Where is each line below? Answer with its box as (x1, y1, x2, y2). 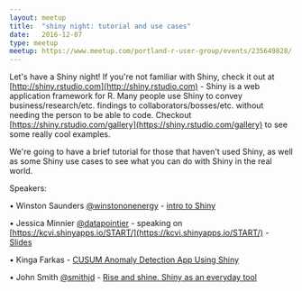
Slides (9, 237, 32, 248)
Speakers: (9, 183, 47, 194)
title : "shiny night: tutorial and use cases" (9, 22, 192, 31)
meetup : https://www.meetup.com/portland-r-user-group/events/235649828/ (9, 47, 293, 56)
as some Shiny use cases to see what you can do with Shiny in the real (9, 156, 272, 167)
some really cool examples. (9, 129, 111, 140)
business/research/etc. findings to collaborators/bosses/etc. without (9, 100, 264, 111)
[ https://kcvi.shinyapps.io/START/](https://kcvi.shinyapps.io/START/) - (9, 227, 270, 239)
